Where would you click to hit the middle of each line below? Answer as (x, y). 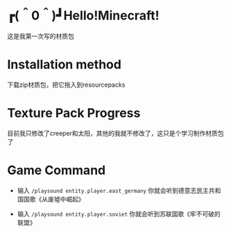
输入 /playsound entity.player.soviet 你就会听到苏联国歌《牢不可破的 (119, 214)
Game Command (57, 170)
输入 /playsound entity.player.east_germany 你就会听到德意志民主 (113, 190)
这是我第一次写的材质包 (41, 36)
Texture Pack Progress (74, 113)
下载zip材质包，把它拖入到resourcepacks (66, 85)
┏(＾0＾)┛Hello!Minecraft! (83, 16)
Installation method (64, 65)
